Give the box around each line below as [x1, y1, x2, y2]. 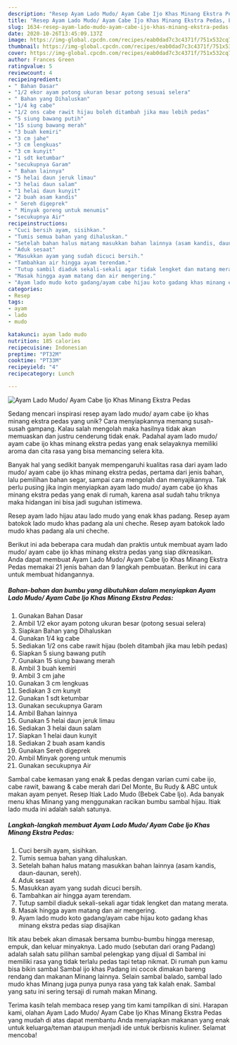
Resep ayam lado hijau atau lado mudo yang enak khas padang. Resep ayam [8, 512, 230, 520]
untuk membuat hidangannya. [8, 570, 94, 579]
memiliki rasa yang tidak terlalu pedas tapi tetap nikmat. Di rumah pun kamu [8, 957, 228, 965]
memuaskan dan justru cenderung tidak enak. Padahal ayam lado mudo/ [8, 431, 218, 440]
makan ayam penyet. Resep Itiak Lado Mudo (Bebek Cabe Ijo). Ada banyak [8, 790, 224, 798]
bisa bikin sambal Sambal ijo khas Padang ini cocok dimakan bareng [8, 965, 206, 973]
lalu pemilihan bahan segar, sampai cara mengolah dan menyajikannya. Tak [8, 475, 226, 483]
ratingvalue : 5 [8, 63, 53, 70]
